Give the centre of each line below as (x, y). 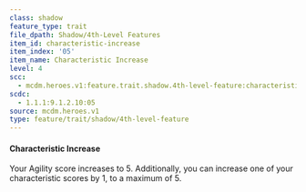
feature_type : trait (49, 26)
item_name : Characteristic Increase (79, 60)
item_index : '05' (42, 52)
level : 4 (26, 69)
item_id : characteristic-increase (75, 43)
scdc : (20, 94)
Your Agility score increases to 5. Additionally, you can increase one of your (152, 168)
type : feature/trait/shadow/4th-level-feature (99, 119)
